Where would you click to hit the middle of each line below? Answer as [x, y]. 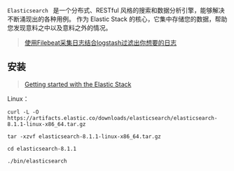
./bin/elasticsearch [37, 161]
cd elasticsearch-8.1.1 [42, 149]
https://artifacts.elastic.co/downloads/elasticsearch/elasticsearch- [112, 118]
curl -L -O [23, 112]
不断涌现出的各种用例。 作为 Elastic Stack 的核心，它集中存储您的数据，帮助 [117, 19]
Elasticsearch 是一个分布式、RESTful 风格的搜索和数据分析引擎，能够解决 [116, 10]
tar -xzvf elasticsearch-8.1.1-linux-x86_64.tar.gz [84, 136]
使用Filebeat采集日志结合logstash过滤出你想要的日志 [101, 43]
